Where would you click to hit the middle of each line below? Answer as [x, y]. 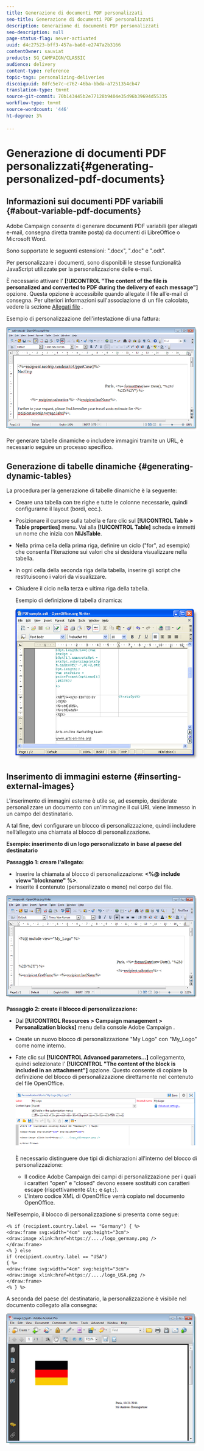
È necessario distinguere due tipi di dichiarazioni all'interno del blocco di [106, 1158]
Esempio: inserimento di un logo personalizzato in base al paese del [94, 844]
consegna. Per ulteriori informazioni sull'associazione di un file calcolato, [98, 300]
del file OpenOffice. [40, 1083]
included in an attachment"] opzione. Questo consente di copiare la [101, 1070]
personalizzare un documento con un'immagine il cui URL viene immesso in [101, 808]
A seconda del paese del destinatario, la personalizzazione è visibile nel [97, 1299]
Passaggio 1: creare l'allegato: [45, 862]
